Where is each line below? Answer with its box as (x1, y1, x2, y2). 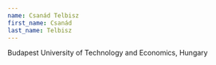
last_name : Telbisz (7, 26, 73, 34)
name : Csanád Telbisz (7, 11, 80, 20)
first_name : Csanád (7, 19, 73, 27)
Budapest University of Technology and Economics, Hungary (7, 48, 208, 58)
